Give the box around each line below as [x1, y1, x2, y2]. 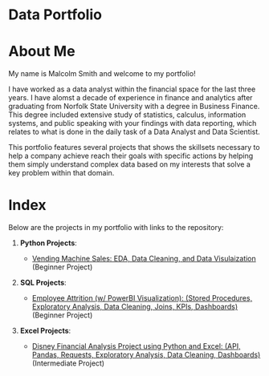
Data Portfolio [8, 6, 103, 24]
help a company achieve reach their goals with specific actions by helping [8, 151, 254, 161]
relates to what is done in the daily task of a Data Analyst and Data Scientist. [8, 127, 261, 137]
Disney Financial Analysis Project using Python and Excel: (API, [31, 342, 241, 351]
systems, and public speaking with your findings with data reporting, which [8, 119, 257, 128]
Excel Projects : [19, 326, 71, 336]
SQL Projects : [19, 278, 67, 288]
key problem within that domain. [8, 168, 115, 178]
